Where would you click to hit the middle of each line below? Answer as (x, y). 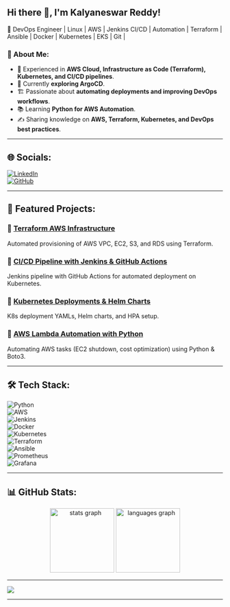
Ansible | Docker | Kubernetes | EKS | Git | (66, 36)
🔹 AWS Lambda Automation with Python (75, 334)
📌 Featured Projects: (51, 209)
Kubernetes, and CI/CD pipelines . (65, 77)
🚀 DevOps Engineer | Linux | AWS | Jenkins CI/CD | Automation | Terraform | (115, 29)
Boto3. (16, 356)
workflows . (33, 102)
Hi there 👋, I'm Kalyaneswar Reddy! (84, 13)
